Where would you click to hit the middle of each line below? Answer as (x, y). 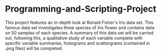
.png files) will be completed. (34, 48)
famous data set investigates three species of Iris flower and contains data (80, 27)
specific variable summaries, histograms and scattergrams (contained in (77, 43)
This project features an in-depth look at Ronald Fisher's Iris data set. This (79, 22)
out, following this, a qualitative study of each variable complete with (74, 38)
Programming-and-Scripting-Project (81, 9)
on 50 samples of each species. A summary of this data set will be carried (79, 33)
